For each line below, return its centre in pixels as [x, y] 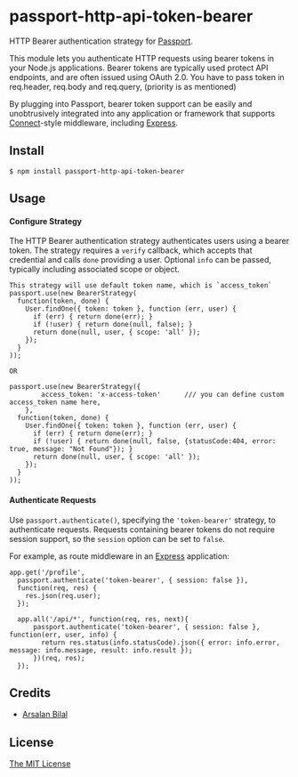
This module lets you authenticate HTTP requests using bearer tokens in [141, 58]
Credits [30, 693]
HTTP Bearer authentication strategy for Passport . [101, 41]
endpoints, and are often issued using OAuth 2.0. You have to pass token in [147, 77]
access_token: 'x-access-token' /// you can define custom [163, 395]
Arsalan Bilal [45, 715]
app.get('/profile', [48, 572]
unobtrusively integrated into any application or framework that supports [142, 113]
